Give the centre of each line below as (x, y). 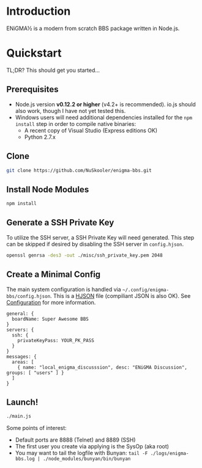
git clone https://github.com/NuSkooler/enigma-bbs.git (79, 170)
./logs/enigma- (170, 454)
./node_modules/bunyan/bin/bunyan (87, 459)
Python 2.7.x (40, 137)
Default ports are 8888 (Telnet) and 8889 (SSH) (75, 440)
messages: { (21, 357)
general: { (20, 314)
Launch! (22, 402)
